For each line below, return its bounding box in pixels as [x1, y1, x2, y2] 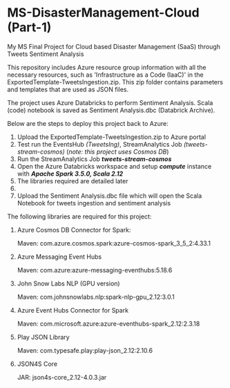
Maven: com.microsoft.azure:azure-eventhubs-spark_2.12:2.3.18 [17, 320, 200, 328]
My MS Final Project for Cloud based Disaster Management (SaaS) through [7, 42, 221, 50]
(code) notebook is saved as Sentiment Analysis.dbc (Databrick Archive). [7, 106, 215, 114]
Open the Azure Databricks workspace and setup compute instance [17, 162, 212, 170]
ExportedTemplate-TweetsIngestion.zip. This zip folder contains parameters [7, 77, 223, 86]
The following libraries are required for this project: [7, 212, 152, 221]
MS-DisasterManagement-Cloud [7, 5, 200, 21]
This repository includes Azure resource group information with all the [7, 63, 207, 71]
